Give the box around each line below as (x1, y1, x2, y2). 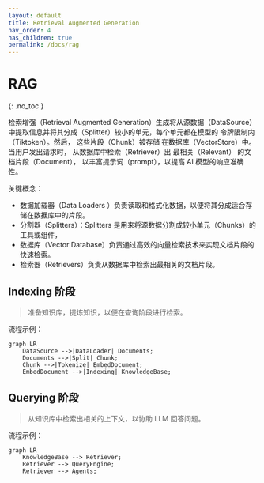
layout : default (8, 11, 62, 20)
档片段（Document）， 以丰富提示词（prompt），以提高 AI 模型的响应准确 (8, 157, 244, 167)
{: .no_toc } (8, 101, 44, 111)
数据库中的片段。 (33, 210, 89, 220)
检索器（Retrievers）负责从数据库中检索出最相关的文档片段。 (19, 260, 220, 270)
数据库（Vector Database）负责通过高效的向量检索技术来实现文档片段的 (19, 240, 255, 250)
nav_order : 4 (8, 26, 51, 34)
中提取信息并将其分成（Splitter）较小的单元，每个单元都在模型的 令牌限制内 (8, 127, 255, 137)
